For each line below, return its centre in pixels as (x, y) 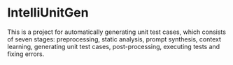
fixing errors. (26, 54)
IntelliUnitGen (48, 13)
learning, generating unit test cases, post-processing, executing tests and (114, 46)
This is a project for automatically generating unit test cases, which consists (116, 32)
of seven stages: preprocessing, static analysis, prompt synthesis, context (114, 39)
